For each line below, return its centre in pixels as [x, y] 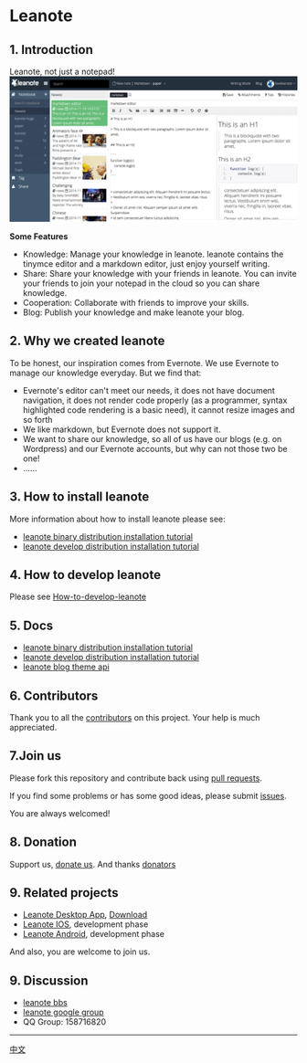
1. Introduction [51, 50]
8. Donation [43, 842]
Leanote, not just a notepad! [63, 71]
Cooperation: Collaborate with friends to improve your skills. [136, 302]
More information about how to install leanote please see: [117, 519]
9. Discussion [49, 980]
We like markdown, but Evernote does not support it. [122, 429]
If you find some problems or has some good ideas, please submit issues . [148, 795]
